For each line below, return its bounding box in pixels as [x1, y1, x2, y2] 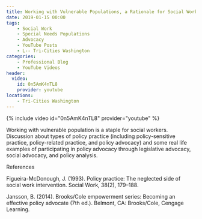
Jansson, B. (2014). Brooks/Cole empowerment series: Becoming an [6, 193, 176, 200]
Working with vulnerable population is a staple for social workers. [6, 126, 168, 133]
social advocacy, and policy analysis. [6, 151, 98, 159]
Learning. [6, 205, 30, 213]
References [6, 163, 35, 170]
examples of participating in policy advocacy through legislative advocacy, [6, 145, 191, 152]
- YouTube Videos [17, 64, 61, 71]
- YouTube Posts [17, 43, 58, 49]
